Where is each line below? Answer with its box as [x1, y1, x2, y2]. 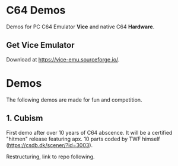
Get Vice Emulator [6, 40, 75, 50]
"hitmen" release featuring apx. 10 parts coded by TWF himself [6, 135, 160, 142]
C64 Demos [6, 4, 66, 17]
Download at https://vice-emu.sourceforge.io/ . [6, 56, 120, 63]
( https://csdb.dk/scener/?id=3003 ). [6, 141, 93, 148]
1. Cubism [6, 113, 43, 123]
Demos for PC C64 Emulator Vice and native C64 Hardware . [6, 23, 155, 30]
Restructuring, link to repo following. [6, 153, 95, 160]
